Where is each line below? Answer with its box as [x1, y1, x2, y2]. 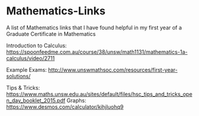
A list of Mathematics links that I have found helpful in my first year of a [6, 24, 182, 31]
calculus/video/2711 [6, 54, 55, 62]
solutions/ [6, 72, 31, 80]
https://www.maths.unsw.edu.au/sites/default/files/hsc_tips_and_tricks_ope [6, 90, 193, 97]
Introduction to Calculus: [6, 42, 67, 49]
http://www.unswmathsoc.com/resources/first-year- [47, 66, 178, 73]
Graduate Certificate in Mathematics [6, 30, 96, 37]
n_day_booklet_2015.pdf [6, 97, 66, 104]
